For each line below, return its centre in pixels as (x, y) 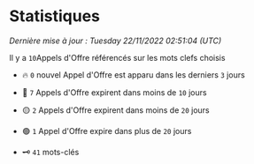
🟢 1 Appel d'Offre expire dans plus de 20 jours (107, 130)
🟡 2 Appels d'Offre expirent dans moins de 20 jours (115, 110)
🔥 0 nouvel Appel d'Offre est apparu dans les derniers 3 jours (133, 75)
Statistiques (54, 16)
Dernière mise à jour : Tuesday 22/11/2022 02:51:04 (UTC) (115, 41)
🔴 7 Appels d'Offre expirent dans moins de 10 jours (114, 92)
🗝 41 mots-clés (50, 152)
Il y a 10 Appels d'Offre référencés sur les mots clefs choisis (117, 57)
